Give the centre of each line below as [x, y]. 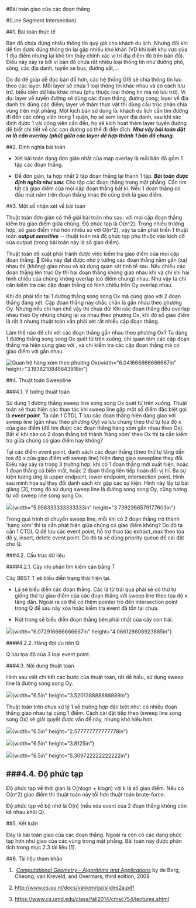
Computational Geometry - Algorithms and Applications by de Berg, [98, 870]
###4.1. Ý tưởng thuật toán [38, 391]
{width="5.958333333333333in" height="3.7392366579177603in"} [94, 507]
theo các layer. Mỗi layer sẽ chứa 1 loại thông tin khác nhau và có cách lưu [96, 86]
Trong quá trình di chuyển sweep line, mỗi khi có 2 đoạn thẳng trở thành [93, 519]
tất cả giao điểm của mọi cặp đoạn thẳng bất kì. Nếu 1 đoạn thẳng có [97, 188]
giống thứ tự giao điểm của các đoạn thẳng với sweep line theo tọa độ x [101, 595]
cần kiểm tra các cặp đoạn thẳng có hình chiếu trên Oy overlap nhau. [90, 285]
